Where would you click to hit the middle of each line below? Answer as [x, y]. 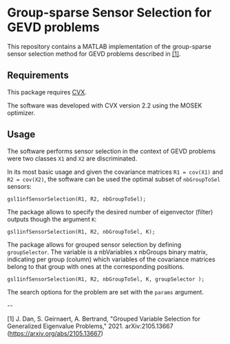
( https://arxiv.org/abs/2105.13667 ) [55, 333]
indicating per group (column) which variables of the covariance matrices [111, 259]
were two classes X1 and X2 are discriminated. [72, 158]
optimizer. [21, 112]
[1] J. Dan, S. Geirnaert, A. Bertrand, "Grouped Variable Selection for [104, 318]
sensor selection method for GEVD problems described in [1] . [94, 54]
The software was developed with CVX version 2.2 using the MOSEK [105, 105]
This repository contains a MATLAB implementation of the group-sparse [109, 46]
